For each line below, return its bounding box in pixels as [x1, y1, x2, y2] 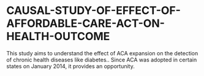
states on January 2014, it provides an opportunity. [6, 62, 135, 70]
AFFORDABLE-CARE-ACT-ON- [6, 16, 165, 30]
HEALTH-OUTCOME [6, 30, 110, 43]
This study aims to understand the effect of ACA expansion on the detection [6, 49, 198, 57]
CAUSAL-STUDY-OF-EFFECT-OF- [6, 4, 181, 18]
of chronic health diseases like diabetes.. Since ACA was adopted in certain [6, 56, 197, 63]
